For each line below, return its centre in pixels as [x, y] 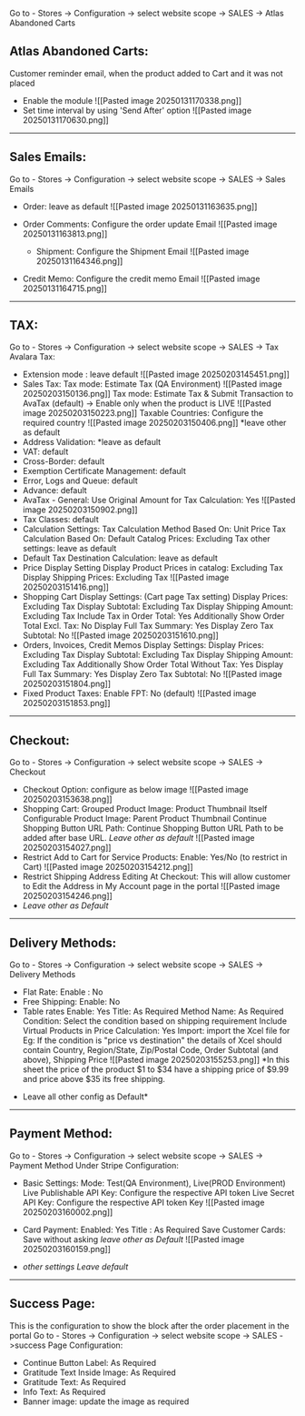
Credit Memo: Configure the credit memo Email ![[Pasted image [141, 278]
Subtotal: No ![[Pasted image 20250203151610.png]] [121, 635]
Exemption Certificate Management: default [104, 471]
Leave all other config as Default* [85, 1097]
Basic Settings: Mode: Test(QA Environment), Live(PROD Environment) [154, 1183]
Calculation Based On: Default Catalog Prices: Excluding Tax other [146, 539]
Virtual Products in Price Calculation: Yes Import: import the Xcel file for [156, 1031]
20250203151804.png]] [67, 684]
